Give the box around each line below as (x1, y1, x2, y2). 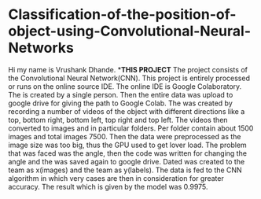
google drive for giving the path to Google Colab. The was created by (8, 98, 233, 108)
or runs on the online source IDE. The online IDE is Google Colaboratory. (8, 81, 242, 91)
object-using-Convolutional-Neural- (8, 22, 252, 40)
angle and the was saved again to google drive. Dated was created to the (8, 157, 245, 166)
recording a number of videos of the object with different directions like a (8, 106, 245, 116)
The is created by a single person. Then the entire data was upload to (8, 90, 233, 99)
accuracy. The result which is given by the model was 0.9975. (8, 182, 208, 191)
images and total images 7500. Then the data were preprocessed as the (8, 131, 241, 141)
